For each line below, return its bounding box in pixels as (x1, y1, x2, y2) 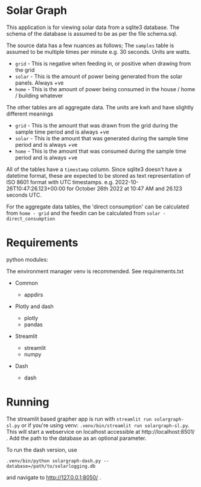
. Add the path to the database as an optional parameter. (6, 434, 147, 442)
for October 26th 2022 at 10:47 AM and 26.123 (66, 185, 182, 192)
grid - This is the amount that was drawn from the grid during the (14, 121, 178, 129)
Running (6, 395, 49, 409)
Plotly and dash (14, 303, 54, 310)
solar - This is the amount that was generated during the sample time (14, 134, 188, 142)
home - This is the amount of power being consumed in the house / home (14, 85, 196, 92)
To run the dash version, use (6, 446, 77, 453)
